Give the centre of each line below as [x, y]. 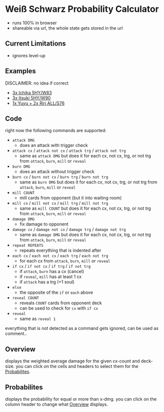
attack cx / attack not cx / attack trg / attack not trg [69, 151]
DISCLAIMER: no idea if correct [37, 83]
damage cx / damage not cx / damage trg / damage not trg [69, 229]
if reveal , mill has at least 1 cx [50, 277]
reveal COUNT [26, 298]
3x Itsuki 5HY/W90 [31, 98]
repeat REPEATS [28, 246]
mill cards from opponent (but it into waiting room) [71, 198]
